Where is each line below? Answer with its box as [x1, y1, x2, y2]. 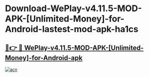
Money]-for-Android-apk [5, 54, 83, 62]
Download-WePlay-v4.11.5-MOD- [5, 3, 142, 14]
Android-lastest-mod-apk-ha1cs [5, 24, 138, 35]
